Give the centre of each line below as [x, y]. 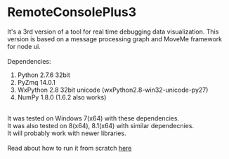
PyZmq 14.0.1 [37, 82]
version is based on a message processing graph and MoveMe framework [115, 39]
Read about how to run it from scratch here [70, 148]
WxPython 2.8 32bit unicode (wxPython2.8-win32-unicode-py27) [113, 90]
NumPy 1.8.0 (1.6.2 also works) [62, 97]
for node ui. [24, 46]
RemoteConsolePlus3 [72, 12]
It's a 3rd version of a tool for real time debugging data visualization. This [113, 32]
